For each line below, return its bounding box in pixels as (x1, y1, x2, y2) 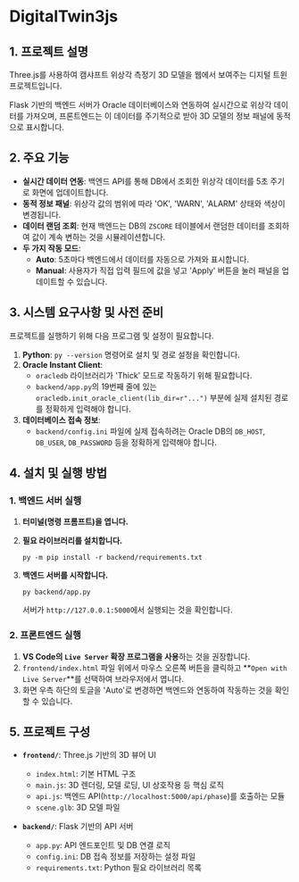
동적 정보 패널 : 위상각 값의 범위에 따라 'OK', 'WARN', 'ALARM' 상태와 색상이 (21, 198, 286, 209)
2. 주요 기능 (9, 150, 70, 166)
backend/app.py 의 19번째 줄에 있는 (35, 381, 158, 392)
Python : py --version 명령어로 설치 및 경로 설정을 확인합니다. (21, 349, 241, 360)
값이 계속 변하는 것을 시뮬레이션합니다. (31, 231, 166, 242)
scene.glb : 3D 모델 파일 (35, 802, 120, 813)
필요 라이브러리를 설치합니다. (21, 536, 123, 546)
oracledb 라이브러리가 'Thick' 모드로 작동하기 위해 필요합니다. (35, 370, 253, 380)
